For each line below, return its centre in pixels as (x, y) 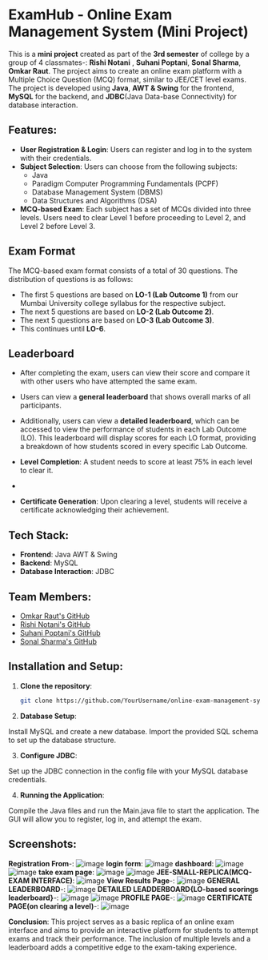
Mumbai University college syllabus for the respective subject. (123, 303)
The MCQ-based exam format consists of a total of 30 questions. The (123, 271)
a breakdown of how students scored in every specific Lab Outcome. (134, 447)
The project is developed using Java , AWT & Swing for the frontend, (121, 88)
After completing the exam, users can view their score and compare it (135, 373)
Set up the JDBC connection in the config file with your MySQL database (128, 771)
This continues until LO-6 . (63, 328)
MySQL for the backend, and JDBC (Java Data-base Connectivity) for (123, 96)
